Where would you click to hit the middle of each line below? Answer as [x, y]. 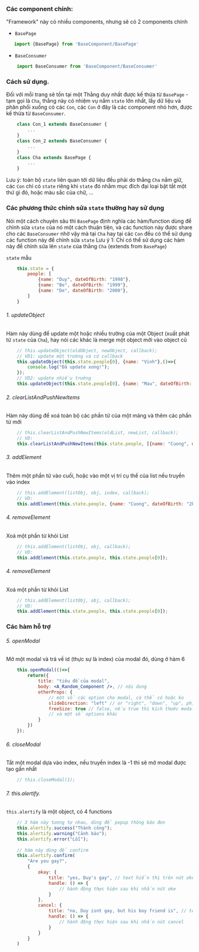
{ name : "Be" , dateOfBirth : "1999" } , [83, 285]
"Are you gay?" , [47, 861]
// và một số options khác [83, 714]
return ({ [38, 676]
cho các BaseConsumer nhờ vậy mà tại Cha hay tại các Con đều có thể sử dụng [99, 233]
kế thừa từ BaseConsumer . [36, 113]
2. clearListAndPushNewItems [43, 397]
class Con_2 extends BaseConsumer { [62, 141]
